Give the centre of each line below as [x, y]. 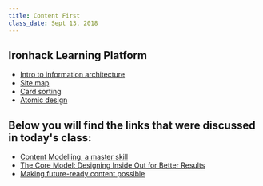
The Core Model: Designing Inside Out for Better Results [112, 165]
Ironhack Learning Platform [78, 55]
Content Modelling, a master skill [74, 157]
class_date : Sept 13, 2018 [53, 23]
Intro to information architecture [72, 75]
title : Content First [44, 16]
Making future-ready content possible [82, 174]
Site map [34, 83]
